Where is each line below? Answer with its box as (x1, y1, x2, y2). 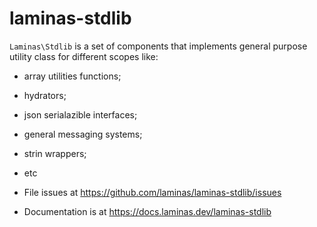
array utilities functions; (23, 70, 122, 82)
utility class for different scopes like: (9, 50, 159, 62)
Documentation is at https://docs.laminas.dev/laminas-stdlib (23, 205, 272, 217)
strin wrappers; (23, 147, 87, 159)
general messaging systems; (23, 128, 143, 140)
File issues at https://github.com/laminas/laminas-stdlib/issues (23, 186, 282, 198)
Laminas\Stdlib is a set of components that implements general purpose (9, 40, 308, 52)
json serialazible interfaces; (23, 108, 138, 121)
